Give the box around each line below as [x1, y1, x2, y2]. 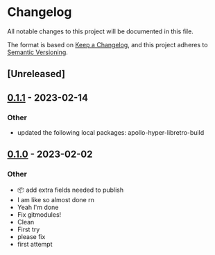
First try [17, 225, 40, 233]
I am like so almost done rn [17, 195, 95, 204]
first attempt [17, 240, 53, 248]
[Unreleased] [7, 68, 66, 80]
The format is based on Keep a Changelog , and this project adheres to [7, 40, 208, 49]
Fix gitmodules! [17, 210, 62, 219]
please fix [17, 232, 46, 240]
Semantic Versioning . [7, 48, 68, 56]
